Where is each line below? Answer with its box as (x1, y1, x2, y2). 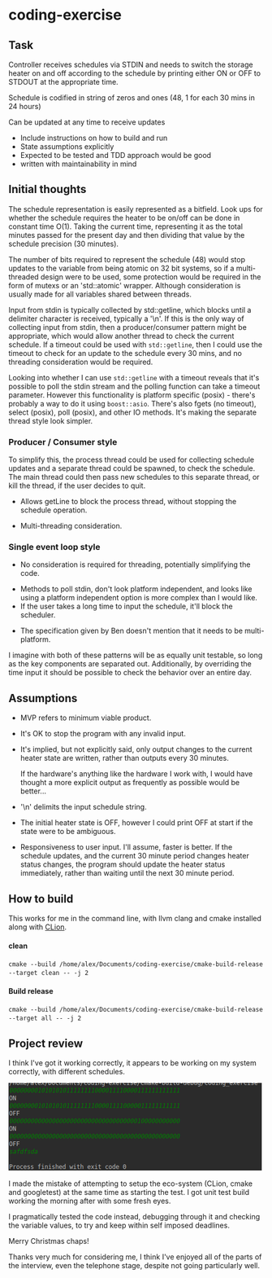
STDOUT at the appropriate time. (8, 77, 119, 86)
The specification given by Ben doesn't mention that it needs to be (19, 626, 244, 636)
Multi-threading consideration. (19, 521, 123, 531)
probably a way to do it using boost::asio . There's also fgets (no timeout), (8, 398, 257, 408)
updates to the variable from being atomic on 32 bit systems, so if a (8, 263, 235, 273)
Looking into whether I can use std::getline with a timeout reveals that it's (8, 372, 260, 382)
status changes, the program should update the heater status (19, 859, 226, 869)
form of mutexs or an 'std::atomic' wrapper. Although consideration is (8, 280, 241, 290)
